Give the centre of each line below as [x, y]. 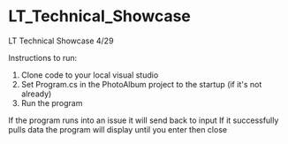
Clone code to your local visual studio [90, 75]
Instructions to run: [43, 57]
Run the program [52, 102]
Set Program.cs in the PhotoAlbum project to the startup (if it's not [141, 84]
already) [36, 94]
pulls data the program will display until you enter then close [117, 129]
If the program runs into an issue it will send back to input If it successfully [144, 120]
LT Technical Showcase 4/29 [61, 41]
